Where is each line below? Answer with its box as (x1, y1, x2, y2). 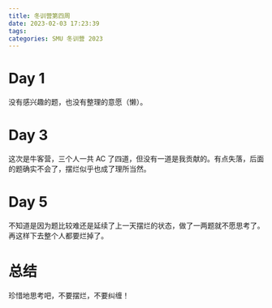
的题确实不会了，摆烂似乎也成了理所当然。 (8, 164, 151, 174)
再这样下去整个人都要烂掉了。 (8, 231, 108, 241)
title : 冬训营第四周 (8, 11, 71, 20)
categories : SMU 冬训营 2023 (8, 34, 104, 43)
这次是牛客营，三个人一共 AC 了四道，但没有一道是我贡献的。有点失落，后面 (8, 154, 265, 164)
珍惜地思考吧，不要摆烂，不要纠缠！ (8, 291, 130, 300)
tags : (8, 27, 27, 35)
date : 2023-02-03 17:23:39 (8, 19, 100, 28)
